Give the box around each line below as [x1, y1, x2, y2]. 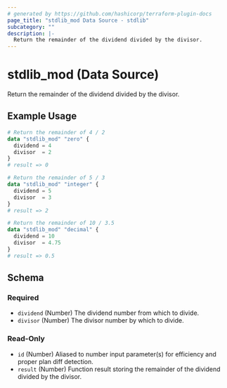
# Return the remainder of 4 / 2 [7, 129, 105, 136]
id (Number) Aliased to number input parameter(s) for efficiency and [17, 349, 216, 358]
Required [7, 292, 39, 302]
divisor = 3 [13, 194, 52, 201]
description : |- [7, 30, 55, 37]
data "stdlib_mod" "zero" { [7, 135, 90, 143]
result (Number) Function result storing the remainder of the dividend [17, 365, 221, 373]
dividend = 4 [13, 142, 52, 149]
